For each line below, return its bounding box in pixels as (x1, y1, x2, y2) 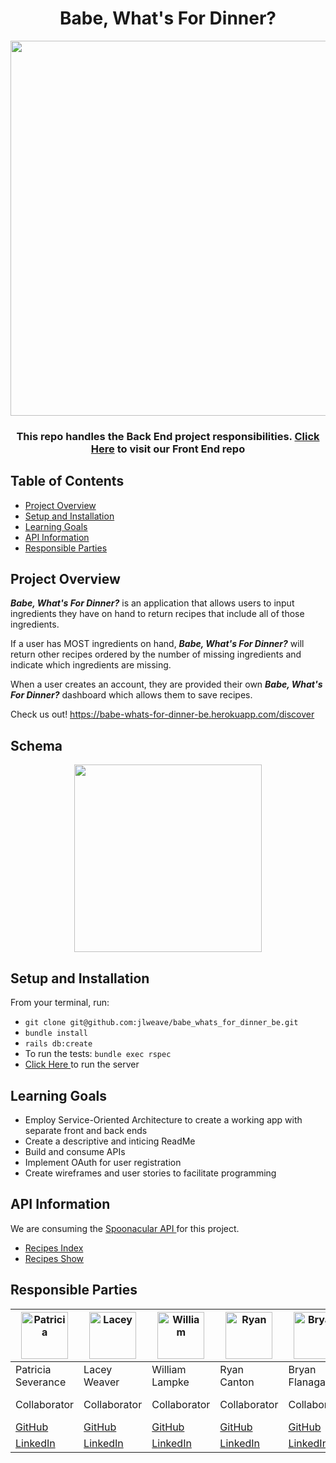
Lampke (151, 1375, 190, 1389)
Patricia (15, 1362, 52, 1376)
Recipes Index (24, 1242, 84, 1254)
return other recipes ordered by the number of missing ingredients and (10, 648, 302, 661)
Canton (219, 1375, 255, 1389)
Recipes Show (24, 1252, 85, 1264)
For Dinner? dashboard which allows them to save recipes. (10, 689, 253, 701)
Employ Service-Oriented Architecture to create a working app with (24, 1113, 303, 1126)
